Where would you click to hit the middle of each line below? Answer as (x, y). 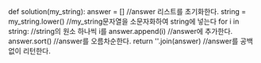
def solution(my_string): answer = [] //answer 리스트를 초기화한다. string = (127, 11)
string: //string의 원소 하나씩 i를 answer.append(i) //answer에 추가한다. (121, 31)
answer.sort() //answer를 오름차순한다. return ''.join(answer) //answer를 (123, 41)
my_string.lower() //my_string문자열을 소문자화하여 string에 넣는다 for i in (124, 21)
